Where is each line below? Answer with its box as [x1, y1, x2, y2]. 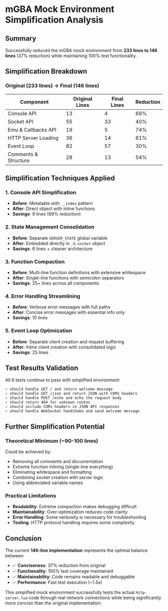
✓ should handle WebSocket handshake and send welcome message [5, 409, 140, 414]
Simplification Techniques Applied [5, 174, 115, 182]
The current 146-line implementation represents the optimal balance [5, 547, 148, 553]
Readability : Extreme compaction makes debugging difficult [12, 504, 137, 510]
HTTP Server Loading [7, 134, 58, 141]
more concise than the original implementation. [5, 600, 102, 606]
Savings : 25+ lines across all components [12, 280, 99, 286]
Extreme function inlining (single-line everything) [12, 464, 113, 470]
